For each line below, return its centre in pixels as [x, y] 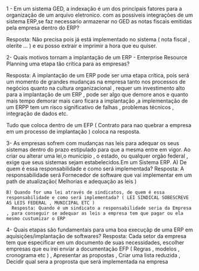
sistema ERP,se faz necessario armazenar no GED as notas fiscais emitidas [99, 21]
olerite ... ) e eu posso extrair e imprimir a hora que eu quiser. [82, 46]
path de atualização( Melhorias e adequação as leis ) [71, 181]
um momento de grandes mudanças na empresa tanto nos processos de [96, 82]
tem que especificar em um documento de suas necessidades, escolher [95, 243]
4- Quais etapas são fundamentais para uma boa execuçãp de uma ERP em [99, 230]
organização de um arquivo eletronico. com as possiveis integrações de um [99, 15]
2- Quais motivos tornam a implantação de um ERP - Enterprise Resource [97, 57]
